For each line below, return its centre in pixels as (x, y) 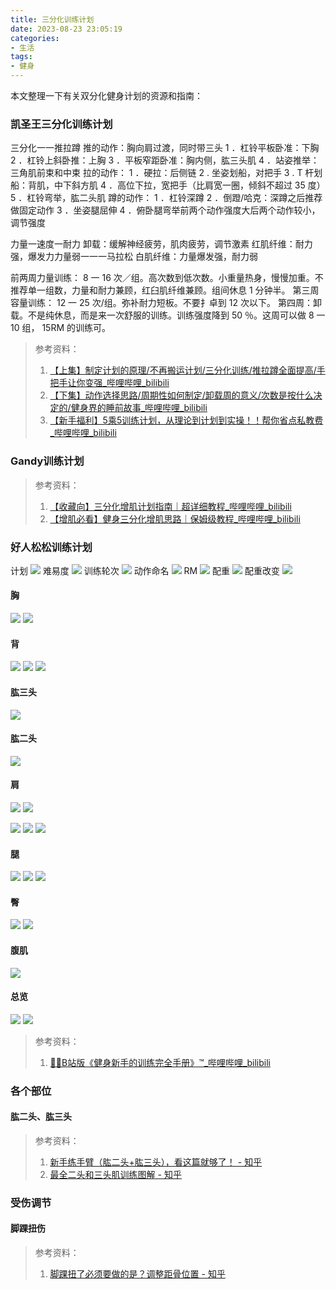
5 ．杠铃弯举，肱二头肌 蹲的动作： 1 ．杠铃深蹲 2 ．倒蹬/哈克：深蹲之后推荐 (166, 198)
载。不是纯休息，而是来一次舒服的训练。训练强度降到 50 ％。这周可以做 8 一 (168, 315)
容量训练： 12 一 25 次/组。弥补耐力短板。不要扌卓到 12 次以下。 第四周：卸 (166, 303)
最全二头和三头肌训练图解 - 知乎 (115, 1174)
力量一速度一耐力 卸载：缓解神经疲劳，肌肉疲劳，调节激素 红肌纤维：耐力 (161, 244)
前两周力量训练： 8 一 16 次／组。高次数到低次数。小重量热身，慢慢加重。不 (167, 278)
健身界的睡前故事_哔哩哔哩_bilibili (139, 408)
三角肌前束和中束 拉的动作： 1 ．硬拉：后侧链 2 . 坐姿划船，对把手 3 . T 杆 (162, 173)
